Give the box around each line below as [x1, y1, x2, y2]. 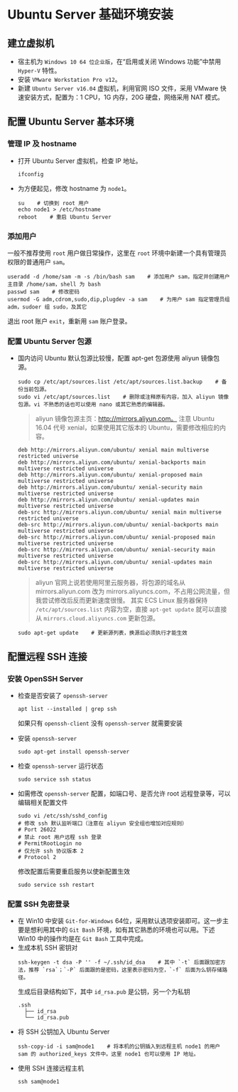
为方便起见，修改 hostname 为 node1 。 [17, 184, 131, 192]
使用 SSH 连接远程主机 [17, 1064, 85, 1073]
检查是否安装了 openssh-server [17, 691, 108, 700]
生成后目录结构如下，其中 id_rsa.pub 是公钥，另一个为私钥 [17, 987, 190, 996]
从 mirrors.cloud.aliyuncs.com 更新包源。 [35, 614, 160, 623]
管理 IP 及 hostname [7, 139, 77, 149]
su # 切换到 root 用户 [17, 199, 90, 207]
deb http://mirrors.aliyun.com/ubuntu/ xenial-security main [17, 484, 203, 492]
